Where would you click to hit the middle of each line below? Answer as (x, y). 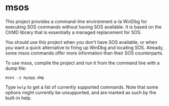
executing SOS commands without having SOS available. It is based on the (83, 26)
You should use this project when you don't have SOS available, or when (81, 42)
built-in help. (19, 98)
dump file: (16, 68)
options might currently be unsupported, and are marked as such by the (81, 92)
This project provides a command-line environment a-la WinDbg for (76, 21)
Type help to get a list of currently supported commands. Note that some (82, 87)
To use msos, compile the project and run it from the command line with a (82, 63)
